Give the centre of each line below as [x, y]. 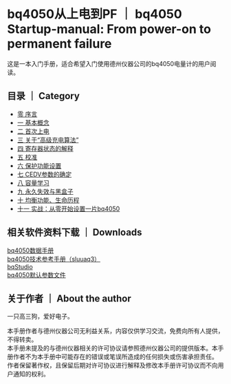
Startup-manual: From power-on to [109, 29]
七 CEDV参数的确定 [44, 174]
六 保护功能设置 [39, 165]
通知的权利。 [31, 374]
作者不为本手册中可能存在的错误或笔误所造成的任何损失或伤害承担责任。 [115, 357]
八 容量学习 [33, 182]
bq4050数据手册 [31, 250]
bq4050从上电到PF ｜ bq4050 [95, 14]
